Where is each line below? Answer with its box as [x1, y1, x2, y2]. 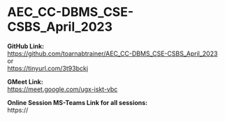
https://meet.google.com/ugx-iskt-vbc [7, 85, 118, 93]
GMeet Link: [7, 77, 43, 86]
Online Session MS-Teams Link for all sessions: [7, 98, 148, 106]
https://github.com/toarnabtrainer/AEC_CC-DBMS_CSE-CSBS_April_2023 [7, 49, 218, 58]
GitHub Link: [7, 42, 44, 50]
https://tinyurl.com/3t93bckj [7, 64, 89, 72]
